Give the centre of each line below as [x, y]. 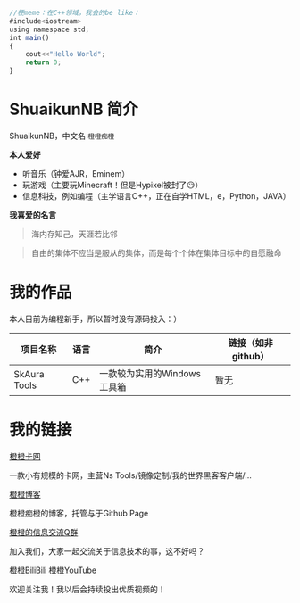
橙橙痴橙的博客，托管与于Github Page [79, 513]
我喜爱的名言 [33, 215]
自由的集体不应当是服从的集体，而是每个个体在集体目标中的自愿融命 [156, 252]
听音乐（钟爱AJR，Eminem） [76, 173]
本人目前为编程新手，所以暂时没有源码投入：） [95, 318]
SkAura [29, 374]
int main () [29, 37]
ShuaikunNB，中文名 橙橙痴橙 [62, 136]
